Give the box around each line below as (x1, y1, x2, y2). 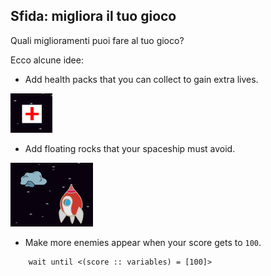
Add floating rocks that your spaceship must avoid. (24, 142, 236, 154)
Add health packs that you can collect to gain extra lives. (24, 73, 259, 85)
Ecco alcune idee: (10, 54, 84, 66)
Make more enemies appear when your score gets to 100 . (24, 236, 262, 248)
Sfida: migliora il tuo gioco (10, 8, 177, 25)
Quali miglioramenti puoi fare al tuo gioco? (10, 34, 185, 46)
